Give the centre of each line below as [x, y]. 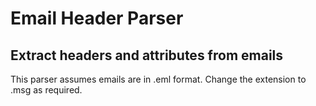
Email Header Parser [97, 18]
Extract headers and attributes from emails [147, 55]
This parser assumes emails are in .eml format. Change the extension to [158, 79]
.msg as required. [46, 90]
